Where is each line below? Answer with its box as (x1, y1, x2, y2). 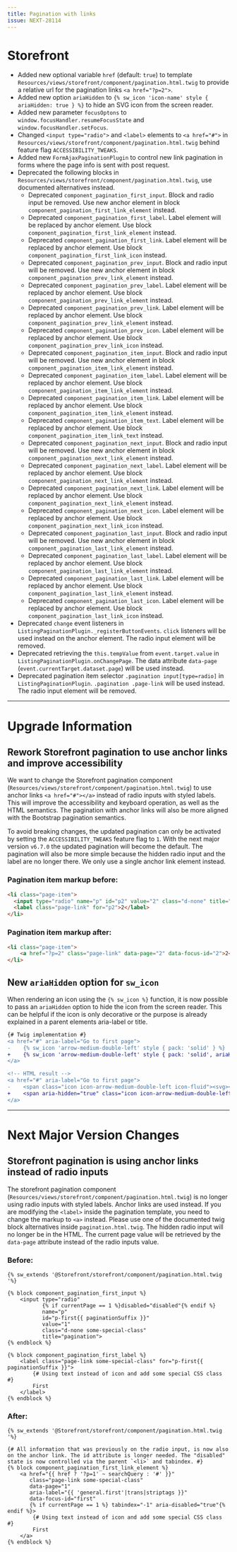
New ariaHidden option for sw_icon (7, 976, 159, 988)
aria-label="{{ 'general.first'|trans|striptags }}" (29, 1489, 188, 1496)
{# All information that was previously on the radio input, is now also (7, 1446, 229, 1453)
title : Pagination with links (7, 10, 97, 18)
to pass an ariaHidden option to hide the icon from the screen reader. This (7, 1002, 222, 1011)
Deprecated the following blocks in (17, 168, 119, 177)
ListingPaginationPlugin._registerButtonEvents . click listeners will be (17, 626, 226, 635)
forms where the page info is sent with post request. (17, 161, 170, 170)
